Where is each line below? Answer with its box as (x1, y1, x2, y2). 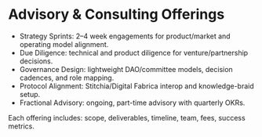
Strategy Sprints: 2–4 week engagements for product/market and (19, 31, 231, 41)
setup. (19, 89, 41, 99)
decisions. (19, 56, 53, 66)
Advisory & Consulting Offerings (8, 5, 225, 23)
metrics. (8, 121, 35, 131)
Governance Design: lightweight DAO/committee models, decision (19, 64, 233, 74)
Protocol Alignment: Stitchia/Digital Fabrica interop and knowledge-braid (19, 81, 255, 91)
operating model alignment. (19, 39, 109, 49)
